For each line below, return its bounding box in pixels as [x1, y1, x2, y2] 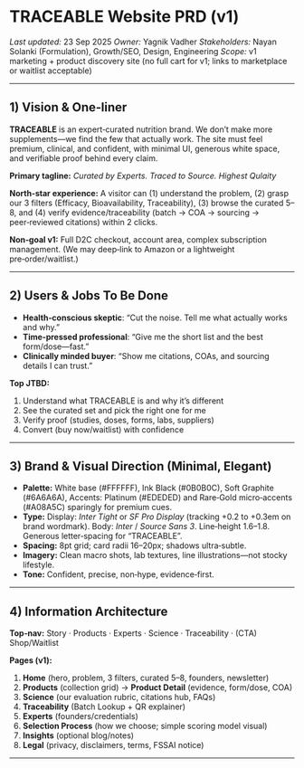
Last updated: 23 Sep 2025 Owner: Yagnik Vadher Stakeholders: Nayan [9, 36, 278, 47]
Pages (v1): [9, 655, 52, 666]
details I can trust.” [22, 360, 93, 371]
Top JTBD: [9, 377, 50, 388]
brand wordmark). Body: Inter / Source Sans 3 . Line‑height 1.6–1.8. [22, 521, 270, 532]
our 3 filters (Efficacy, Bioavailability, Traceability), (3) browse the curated [9, 197, 284, 208]
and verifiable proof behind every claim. [9, 152, 158, 164]
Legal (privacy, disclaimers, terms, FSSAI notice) [22, 740, 204, 751]
